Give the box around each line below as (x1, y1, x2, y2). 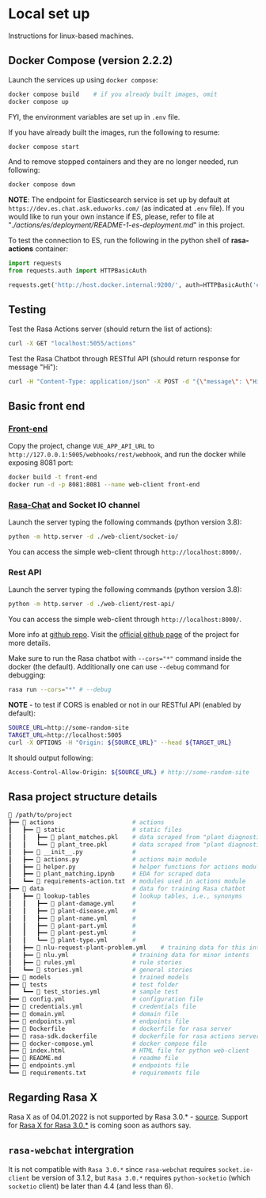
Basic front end (8, 399, 85, 413)
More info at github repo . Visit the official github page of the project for (8, 630, 240, 639)
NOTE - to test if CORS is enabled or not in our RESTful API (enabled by (8, 700, 241, 710)
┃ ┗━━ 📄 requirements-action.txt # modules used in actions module (8, 877, 246, 886)
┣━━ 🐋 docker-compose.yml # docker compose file (8, 1040, 207, 1047)
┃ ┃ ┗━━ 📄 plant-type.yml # (8, 937, 136, 944)
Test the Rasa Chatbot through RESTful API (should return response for (8, 353, 241, 363)
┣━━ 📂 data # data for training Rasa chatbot (8, 885, 246, 893)
